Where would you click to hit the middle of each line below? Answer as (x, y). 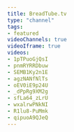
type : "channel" (31, 20)
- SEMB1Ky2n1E (28, 72)
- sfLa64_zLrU (28, 98)
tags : (15, 27)
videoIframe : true (34, 46)
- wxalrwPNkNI (28, 105)
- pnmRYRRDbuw (28, 66)
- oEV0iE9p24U (28, 85)
